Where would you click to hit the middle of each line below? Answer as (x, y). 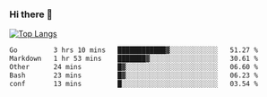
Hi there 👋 (31, 14)
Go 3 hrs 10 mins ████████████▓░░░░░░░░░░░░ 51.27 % (133, 50)
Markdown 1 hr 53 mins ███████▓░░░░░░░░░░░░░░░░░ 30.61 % (133, 59)
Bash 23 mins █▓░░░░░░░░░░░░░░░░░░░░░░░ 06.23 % (133, 75)
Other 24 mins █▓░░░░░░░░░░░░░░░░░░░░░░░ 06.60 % (133, 67)
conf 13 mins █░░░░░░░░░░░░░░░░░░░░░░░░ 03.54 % (133, 84)
